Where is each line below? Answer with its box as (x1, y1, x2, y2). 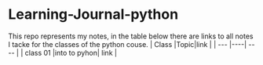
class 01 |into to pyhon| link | (24, 48, 118, 57)
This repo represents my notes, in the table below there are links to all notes (8, 31, 254, 41)
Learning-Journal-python (8, 5, 179, 23)
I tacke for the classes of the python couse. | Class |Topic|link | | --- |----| (8, 39, 247, 49)
